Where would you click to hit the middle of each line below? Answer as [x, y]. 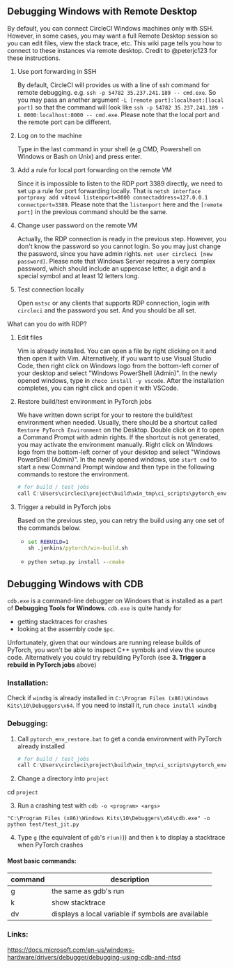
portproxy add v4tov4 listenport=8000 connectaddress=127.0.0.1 [112, 197]
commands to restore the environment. [73, 474]
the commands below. [49, 528]
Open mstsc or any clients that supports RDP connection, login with [114, 303]
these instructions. [34, 58]
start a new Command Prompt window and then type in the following [116, 467]
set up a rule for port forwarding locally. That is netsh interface [109, 190]
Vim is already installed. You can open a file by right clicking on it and [117, 351]
